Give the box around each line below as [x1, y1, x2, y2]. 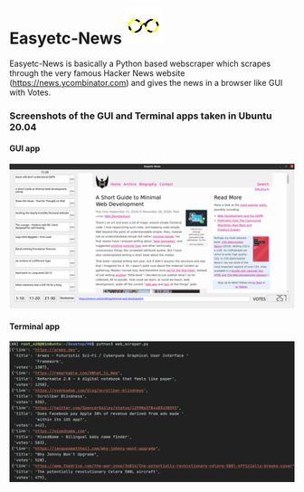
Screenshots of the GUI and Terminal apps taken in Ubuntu [9, 109, 272, 122]
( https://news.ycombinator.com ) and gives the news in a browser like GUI [9, 77, 283, 88]
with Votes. [9, 87, 52, 98]
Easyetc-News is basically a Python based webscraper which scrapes [9, 58, 271, 69]
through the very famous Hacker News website [9, 67, 185, 79]
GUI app [9, 143, 41, 154]
